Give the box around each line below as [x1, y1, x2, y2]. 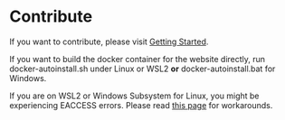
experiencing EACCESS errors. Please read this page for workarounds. [9, 99, 273, 110]
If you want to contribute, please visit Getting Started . [9, 36, 209, 47]
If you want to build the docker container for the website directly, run [9, 53, 265, 64]
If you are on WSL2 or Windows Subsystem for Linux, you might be [9, 90, 260, 101]
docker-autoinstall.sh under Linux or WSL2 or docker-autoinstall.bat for [9, 63, 276, 74]
